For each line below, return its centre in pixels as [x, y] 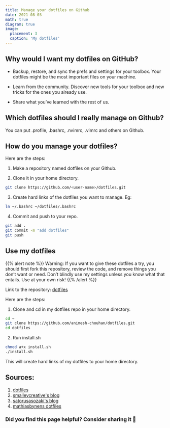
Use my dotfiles [30, 251]
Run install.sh [27, 338]
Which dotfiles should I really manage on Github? [84, 118]
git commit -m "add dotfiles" [37, 230]
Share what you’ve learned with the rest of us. [61, 102]
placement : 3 [24, 34]
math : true [17, 19]
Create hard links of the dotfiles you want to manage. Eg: [72, 197]
